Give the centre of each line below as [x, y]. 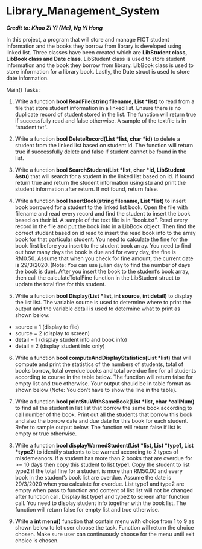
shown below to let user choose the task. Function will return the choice [104, 527]
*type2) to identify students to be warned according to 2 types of [97, 452]
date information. [28, 78]
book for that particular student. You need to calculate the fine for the [101, 239]
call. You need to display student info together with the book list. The [100, 503]
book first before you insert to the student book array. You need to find [103, 245]
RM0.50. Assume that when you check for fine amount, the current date [104, 258]
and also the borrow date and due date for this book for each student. [102, 420]
